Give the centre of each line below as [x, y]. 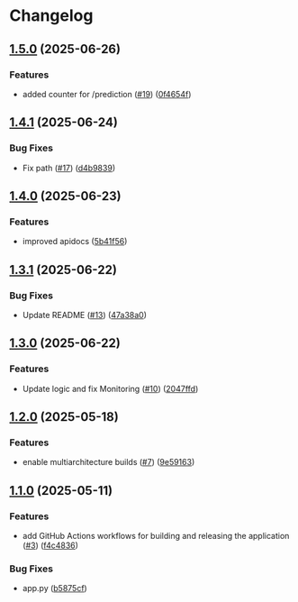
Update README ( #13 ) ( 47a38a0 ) [84, 315]
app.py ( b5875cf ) [54, 588]
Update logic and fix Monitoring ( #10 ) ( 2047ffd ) [110, 388]
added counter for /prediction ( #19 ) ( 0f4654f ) [107, 94]
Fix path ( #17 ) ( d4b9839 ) [68, 168]
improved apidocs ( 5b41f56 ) [75, 242]
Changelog [51, 16]
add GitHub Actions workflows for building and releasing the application [156, 536]
